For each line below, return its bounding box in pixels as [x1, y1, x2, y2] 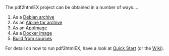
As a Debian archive [12, 14, 54, 20]
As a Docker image [12, 30, 52, 36]
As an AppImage [12, 25, 47, 31]
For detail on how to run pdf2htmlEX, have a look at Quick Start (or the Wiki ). [5, 45, 164, 51]
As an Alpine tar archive [12, 20, 63, 25]
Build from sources [12, 35, 52, 41]
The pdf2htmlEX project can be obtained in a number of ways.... [5, 5, 139, 10]
